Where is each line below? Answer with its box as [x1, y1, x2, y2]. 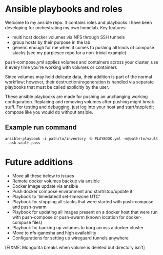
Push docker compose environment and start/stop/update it [12, 188, 133, 194]
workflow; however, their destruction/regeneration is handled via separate [5, 79, 154, 85]
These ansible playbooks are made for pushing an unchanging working [5, 94, 148, 99]
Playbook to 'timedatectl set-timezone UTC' [12, 194, 101, 199]
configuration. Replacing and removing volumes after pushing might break [5, 98, 155, 104]
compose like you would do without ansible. [5, 109, 94, 115]
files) [32, 219, 42, 225]
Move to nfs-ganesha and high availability [12, 230, 97, 235]
